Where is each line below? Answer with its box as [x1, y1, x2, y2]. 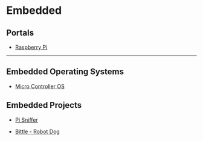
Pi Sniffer [14, 116, 38, 124]
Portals [6, 28, 34, 38]
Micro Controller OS [14, 83, 65, 90]
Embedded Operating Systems [6, 67, 124, 77]
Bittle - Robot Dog [14, 128, 60, 135]
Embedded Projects [6, 100, 82, 110]
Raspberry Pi [14, 43, 48, 51]
